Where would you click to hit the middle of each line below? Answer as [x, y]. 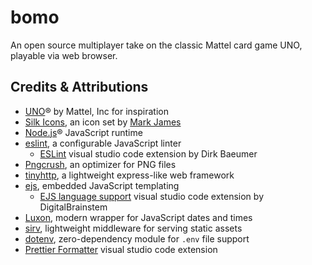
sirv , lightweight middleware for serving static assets [133, 228]
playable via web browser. [64, 55]
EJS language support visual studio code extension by [151, 196]
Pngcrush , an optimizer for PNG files [100, 164]
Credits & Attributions [79, 87]
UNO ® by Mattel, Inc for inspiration [96, 111]
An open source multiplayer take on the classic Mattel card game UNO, [156, 45]
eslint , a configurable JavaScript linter [103, 143]
